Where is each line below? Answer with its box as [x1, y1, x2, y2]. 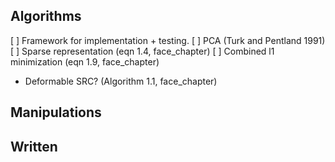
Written [10, 138, 58, 155]
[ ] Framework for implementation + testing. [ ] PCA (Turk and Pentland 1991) [10, 34, 326, 46]
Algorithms [10, 8, 82, 25]
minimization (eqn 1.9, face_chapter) [10, 55, 160, 68]
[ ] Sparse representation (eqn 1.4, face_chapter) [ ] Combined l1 [10, 45, 275, 57]
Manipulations [10, 104, 102, 121]
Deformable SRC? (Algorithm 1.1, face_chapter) [24, 75, 218, 87]
